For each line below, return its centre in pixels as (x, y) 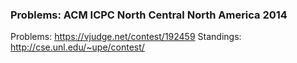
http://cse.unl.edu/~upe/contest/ (77, 47)
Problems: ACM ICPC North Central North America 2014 (149, 15)
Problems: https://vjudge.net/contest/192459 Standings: (126, 37)
